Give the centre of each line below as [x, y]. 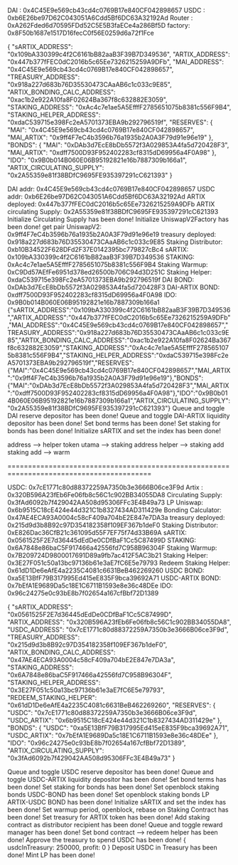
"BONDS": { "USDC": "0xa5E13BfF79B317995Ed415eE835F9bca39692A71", [118, 728]
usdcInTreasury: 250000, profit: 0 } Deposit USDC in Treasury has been [113, 847]
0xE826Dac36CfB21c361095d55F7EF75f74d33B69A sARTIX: [97, 532]
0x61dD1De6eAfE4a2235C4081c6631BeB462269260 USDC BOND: [106, 571]
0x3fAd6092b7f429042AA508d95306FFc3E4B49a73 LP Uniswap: [106, 502]
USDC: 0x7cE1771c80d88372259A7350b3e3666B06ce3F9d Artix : [106, 487]
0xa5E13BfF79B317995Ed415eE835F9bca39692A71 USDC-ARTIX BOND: [114, 578]
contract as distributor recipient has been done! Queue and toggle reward [115, 825]
